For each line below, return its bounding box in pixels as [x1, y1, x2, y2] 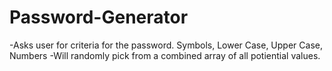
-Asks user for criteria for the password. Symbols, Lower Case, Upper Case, [9, 39, 323, 51]
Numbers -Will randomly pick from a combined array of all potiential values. [9, 49, 321, 61]
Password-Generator [9, 6, 189, 29]
